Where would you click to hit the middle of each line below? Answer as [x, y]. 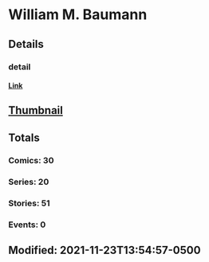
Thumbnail [36, 110]
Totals [24, 137]
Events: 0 [27, 225]
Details [26, 44]
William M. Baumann [78, 15]
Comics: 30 [31, 160]
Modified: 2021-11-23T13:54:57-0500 [104, 250]
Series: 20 [29, 182]
